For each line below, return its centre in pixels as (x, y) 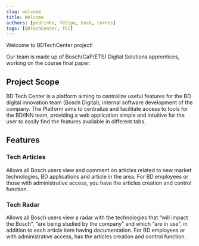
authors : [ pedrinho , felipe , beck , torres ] (61, 23)
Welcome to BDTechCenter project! (50, 45)
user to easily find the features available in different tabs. (76, 122)
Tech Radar (23, 204)
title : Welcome (25, 17)
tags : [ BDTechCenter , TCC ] (40, 28)
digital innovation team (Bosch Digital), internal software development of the (99, 102)
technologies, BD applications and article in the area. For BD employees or (97, 176)
